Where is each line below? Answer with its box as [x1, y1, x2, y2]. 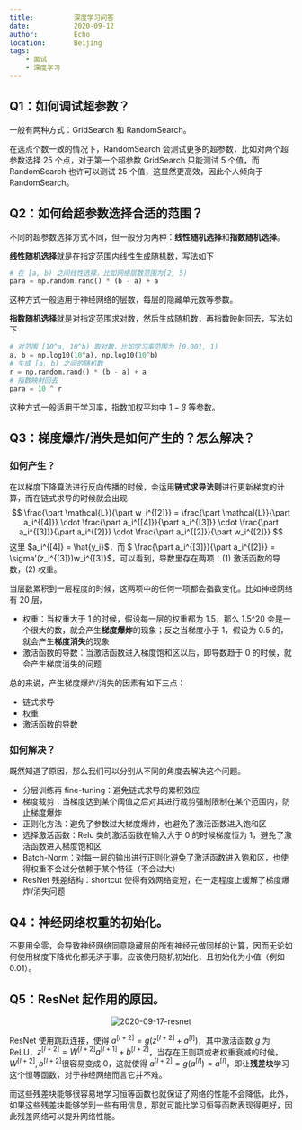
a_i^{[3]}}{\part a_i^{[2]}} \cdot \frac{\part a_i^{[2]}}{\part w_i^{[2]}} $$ [19, 526, 283, 537]
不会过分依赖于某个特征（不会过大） [46, 863, 181, 874]
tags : [9, 47, 30, 56]
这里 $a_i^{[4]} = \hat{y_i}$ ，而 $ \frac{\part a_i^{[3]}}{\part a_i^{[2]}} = [9, 542, 276, 552]
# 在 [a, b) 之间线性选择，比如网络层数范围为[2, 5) [9, 269, 188, 278]
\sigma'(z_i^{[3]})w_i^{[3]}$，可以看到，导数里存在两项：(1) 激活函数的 [9, 553, 273, 564]
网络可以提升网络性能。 [32, 1111, 120, 1122]
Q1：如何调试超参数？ [9, 99, 130, 114]
